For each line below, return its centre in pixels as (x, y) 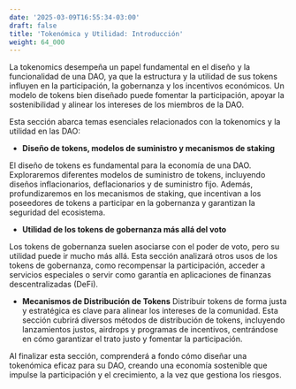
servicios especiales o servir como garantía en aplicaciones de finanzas (140, 275)
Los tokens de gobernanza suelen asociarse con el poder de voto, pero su (144, 247)
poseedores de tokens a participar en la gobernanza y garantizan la (133, 203)
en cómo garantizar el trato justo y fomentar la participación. (132, 339)
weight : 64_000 (37, 42)
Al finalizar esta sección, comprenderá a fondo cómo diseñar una (128, 356)
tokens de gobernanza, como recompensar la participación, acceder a (137, 265)
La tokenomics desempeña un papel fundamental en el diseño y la (129, 67)
